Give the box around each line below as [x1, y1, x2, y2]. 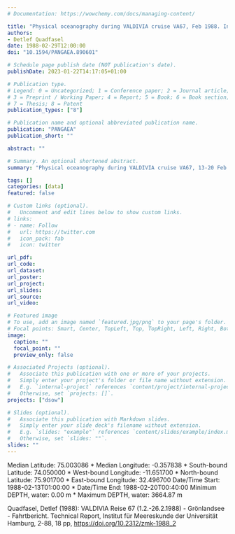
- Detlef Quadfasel [7, 36, 64, 43]
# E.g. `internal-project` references [7, 384, 127, 391]
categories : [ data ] [7, 183, 64, 190]
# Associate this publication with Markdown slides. [7, 416, 171, 423]
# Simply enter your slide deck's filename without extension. [7, 422, 201, 429]
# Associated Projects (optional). [7, 364, 111, 371]
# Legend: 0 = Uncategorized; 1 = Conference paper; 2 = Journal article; [7, 87, 230, 94]
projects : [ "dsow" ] [7, 396, 64, 403]
